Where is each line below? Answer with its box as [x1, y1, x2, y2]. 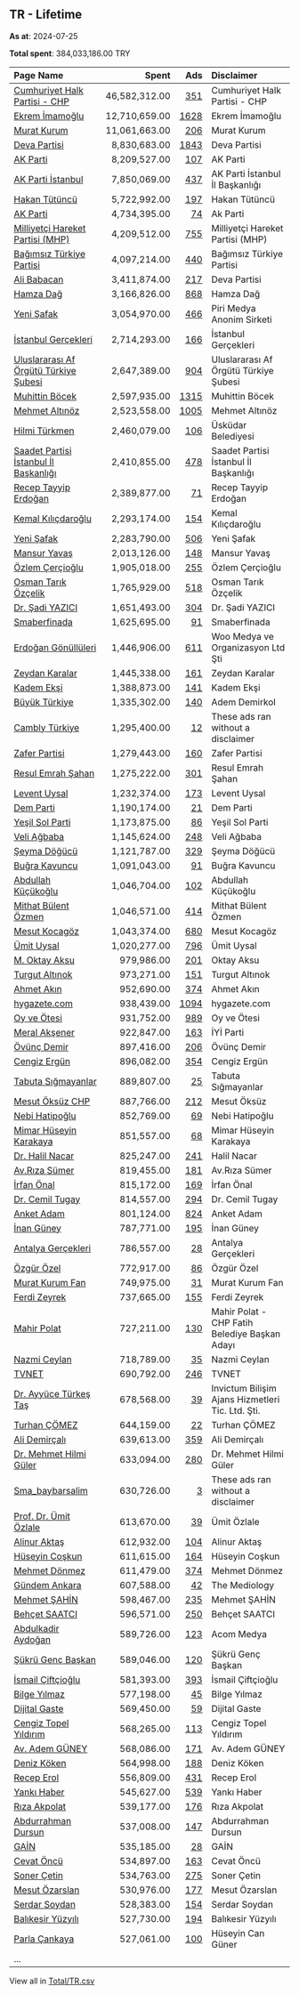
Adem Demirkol [211, 696, 276, 708]
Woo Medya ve [211, 630, 274, 642]
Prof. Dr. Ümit [13, 1510, 71, 1522]
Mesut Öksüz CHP [13, 1094, 91, 1107]
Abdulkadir [13, 1622, 60, 1635]
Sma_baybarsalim [13, 1484, 89, 1497]
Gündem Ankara [13, 1578, 82, 1591]
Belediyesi [211, 430, 255, 442]
